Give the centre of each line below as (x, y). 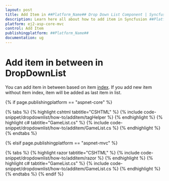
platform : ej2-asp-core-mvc (35, 24)
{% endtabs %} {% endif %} (34, 174)
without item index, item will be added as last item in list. (63, 92)
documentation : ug (24, 38)
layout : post (19, 10)
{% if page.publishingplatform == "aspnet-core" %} (59, 102)
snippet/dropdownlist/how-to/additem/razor (51, 158)
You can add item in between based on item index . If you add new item (79, 87)
